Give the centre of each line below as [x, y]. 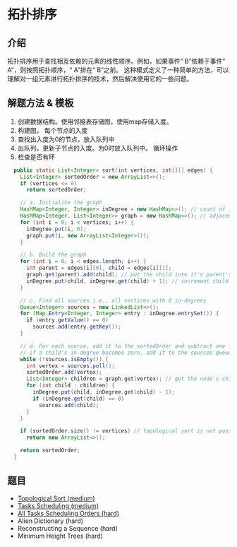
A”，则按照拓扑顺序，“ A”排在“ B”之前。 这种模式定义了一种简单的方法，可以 [118, 70]
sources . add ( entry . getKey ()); [77, 327]
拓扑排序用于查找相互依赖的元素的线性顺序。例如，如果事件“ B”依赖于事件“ [116, 61]
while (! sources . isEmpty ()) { [65, 359]
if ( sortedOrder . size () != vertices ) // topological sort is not [118, 431]
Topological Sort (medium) [56, 498]
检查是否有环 [36, 157]
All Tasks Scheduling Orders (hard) [68, 513]
